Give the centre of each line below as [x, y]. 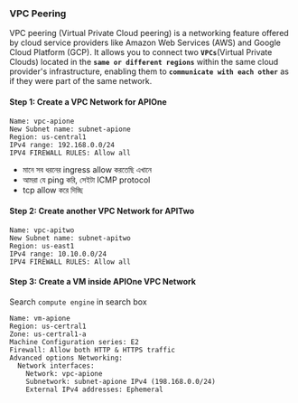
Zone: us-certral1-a [48, 334]
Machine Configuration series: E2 [74, 342]
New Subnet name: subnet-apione [70, 129]
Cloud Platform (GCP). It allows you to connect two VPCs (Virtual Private [141, 52]
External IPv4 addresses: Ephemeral [95, 389]
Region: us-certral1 [48, 326]
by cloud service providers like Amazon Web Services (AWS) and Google [145, 42]
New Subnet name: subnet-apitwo [70, 238]
